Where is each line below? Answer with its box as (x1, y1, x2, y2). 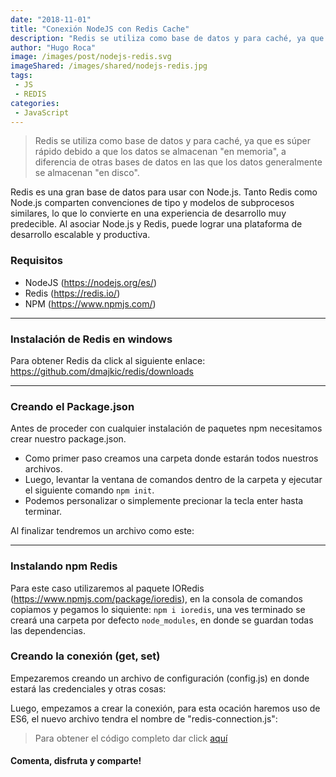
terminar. (24, 506, 63, 518)
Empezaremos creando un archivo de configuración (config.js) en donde (10, 672, 310, 684)
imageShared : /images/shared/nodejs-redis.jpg (10, 61, 208, 71)
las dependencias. (10, 624, 86, 636)
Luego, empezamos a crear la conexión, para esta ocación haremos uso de (10, 702, 321, 714)
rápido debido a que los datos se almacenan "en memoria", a (34, 146, 287, 158)
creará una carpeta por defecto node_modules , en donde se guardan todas (10, 614, 314, 626)
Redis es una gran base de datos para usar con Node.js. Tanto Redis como (10, 186, 318, 198)
